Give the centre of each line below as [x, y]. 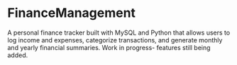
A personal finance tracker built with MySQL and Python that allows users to [119, 32]
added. [18, 55]
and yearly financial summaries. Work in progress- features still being [109, 47]
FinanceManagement [72, 13]
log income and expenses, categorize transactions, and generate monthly [115, 40]
